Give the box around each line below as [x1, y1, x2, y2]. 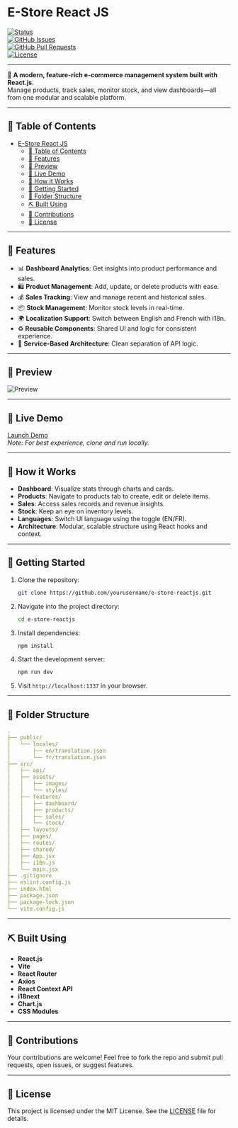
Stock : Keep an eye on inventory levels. [17, 507, 134, 515]
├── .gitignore [7, 872, 52, 879]
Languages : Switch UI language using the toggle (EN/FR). [17, 515, 187, 523]
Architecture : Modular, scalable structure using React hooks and [17, 522, 208, 530]
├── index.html [7, 886, 52, 893]
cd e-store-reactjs [17, 615, 76, 623]
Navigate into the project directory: [17, 602, 120, 610]
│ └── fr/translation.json [7, 753, 106, 761]
